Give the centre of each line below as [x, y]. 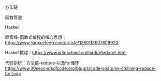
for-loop [13, 73]
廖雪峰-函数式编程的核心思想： [36, 37]
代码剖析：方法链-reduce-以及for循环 [42, 63]
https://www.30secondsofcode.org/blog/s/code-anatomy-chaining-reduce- [80, 68]
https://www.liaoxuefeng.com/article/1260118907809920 [62, 42]
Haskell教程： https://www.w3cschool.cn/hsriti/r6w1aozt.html [66, 53]
